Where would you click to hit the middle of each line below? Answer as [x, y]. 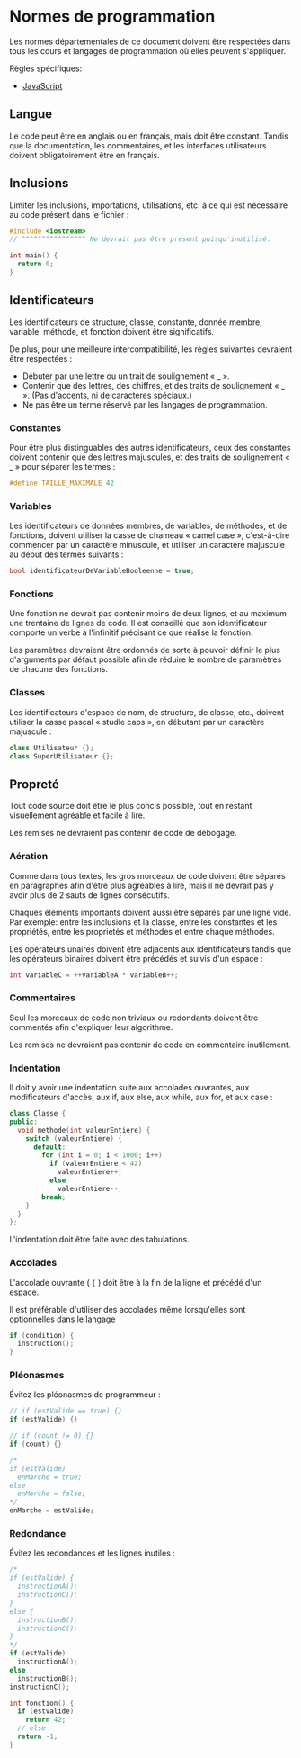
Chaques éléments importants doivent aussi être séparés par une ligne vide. [150, 912]
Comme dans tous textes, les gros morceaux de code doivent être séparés [147, 875]
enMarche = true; [50, 1477]
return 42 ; [46, 1720]
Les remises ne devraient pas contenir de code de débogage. [123, 833]
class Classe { [38, 1114]
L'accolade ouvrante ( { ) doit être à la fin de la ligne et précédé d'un [136, 1282]
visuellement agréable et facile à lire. [77, 815]
